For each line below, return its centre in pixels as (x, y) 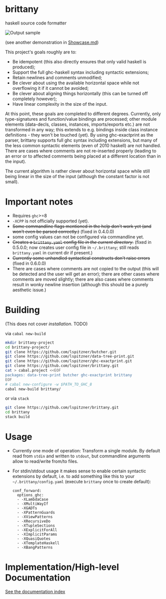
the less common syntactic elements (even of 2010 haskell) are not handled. (83, 145)
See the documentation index (35, 592)
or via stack (17, 399)
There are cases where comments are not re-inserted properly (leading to (81, 151)
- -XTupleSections (36, 526)
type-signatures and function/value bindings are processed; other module (81, 119)
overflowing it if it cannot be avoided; (50, 88)
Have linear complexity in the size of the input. (60, 104)
